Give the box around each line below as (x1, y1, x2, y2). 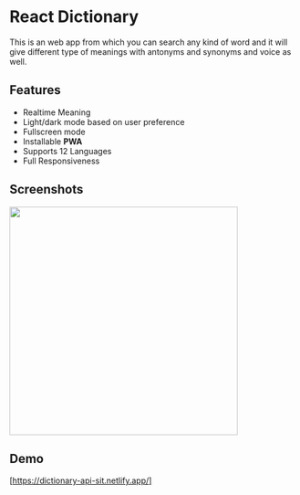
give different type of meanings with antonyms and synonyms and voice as (9, 46, 292, 57)
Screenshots (9, 182, 84, 197)
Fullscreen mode (22, 126, 87, 137)
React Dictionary (9, 6, 140, 27)
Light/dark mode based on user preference (22, 116, 185, 127)
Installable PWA (22, 135, 83, 147)
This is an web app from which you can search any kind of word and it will (9, 37, 288, 47)
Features (9, 82, 61, 98)
